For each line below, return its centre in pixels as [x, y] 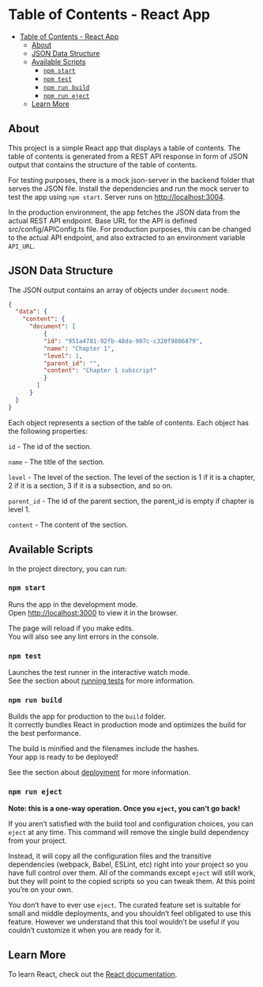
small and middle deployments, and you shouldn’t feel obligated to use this [130, 913]
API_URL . [22, 246]
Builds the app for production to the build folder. [87, 716]
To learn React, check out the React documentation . [93, 974]
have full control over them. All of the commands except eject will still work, [132, 872]
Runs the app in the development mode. [73, 604]
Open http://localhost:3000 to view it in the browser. [93, 612]
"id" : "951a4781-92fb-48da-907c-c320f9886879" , [123, 341]
